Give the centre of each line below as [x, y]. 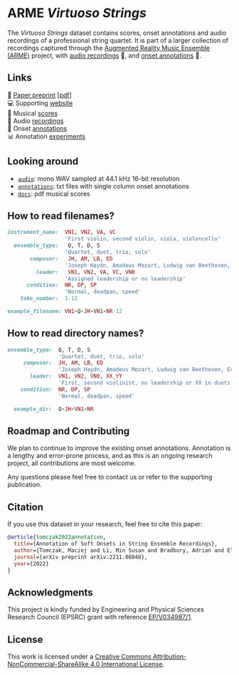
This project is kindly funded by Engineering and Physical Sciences [106, 610]
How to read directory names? [76, 333]
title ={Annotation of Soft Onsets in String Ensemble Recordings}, [116, 544]
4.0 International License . [127, 664]
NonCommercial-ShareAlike [48, 664]
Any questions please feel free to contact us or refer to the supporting [110, 477]
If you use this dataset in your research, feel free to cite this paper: [105, 524]
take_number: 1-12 [49, 299]
